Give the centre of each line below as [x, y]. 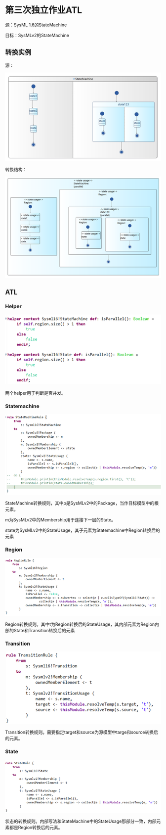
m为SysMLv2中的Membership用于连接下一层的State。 [61, 520]
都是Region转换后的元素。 [36, 827]
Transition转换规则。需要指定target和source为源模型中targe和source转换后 [82, 732]
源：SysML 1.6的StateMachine [36, 25]
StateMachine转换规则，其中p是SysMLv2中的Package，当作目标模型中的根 [82, 503]
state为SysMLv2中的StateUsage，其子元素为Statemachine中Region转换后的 [83, 530]
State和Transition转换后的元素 [44, 630]
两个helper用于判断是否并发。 [35, 393]
